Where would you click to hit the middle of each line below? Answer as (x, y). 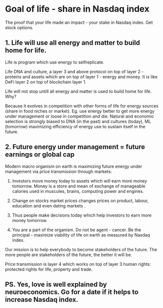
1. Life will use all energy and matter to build (72, 43)
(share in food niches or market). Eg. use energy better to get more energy (80, 111)
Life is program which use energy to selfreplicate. (55, 62)
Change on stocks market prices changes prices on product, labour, (80, 201)
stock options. (19, 27)
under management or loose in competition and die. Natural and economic (80, 116)
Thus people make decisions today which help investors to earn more (82, 215)
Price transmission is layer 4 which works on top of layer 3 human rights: (78, 264)
